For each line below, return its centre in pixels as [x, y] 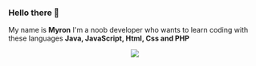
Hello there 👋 [34, 13]
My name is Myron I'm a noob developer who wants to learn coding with [128, 30]
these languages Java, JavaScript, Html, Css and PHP [99, 38]
